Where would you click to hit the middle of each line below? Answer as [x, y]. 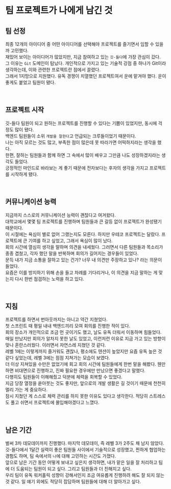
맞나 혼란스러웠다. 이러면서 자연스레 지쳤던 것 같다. [56, 345]
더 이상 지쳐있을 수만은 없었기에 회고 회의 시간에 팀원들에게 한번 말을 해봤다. [81, 364]
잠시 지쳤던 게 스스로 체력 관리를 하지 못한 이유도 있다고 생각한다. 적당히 [77, 396]
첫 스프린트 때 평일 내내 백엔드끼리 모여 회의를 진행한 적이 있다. [68, 326]
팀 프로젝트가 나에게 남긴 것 [59, 10]
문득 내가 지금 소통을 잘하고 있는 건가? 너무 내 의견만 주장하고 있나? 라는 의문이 [84, 260]
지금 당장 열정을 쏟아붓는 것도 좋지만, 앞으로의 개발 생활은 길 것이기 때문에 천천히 [86, 383]
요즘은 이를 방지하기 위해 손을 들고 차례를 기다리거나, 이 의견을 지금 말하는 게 [81, 272]
